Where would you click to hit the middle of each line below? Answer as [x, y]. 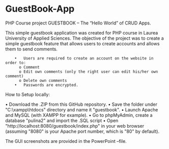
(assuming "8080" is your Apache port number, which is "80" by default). [82, 131]
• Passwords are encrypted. [47, 85]
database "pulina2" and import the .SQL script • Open [62, 121]
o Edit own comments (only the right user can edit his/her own [88, 72]
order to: [16, 63]
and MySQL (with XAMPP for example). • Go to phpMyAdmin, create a [79, 115]
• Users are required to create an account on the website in [84, 58]
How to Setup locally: [27, 94]
